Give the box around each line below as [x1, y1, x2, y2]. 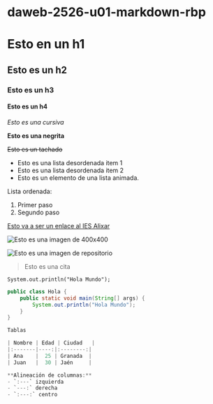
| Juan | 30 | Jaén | [7, 358, 92, 366]
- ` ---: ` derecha [7, 384, 58, 392]
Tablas [7, 327, 27, 334]
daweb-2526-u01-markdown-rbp [7, 4, 206, 20]
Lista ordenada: [7, 187, 52, 195]
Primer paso [17, 200, 53, 209]
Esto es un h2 [7, 64, 68, 76]
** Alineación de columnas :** [7, 372, 92, 379]
